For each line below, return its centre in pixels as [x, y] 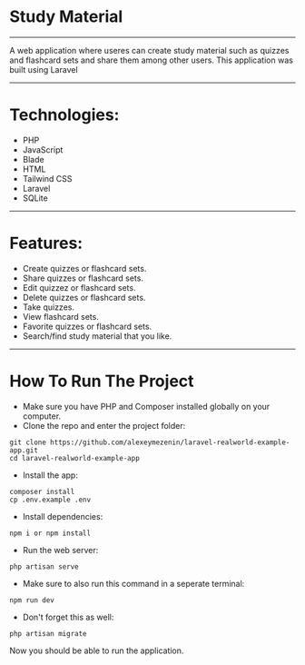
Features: [46, 243]
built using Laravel [44, 69]
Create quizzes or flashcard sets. [84, 268]
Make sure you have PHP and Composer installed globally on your [146, 406]
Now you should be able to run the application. [97, 650]
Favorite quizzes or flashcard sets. [87, 326]
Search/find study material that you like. [97, 336]
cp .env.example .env [50, 500]
